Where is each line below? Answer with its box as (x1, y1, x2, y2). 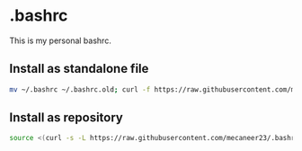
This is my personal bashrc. (9, 35, 112, 46)
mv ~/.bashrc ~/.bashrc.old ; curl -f (9, 84, 151, 94)
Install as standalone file (9, 61, 149, 76)
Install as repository (9, 110, 124, 126)
